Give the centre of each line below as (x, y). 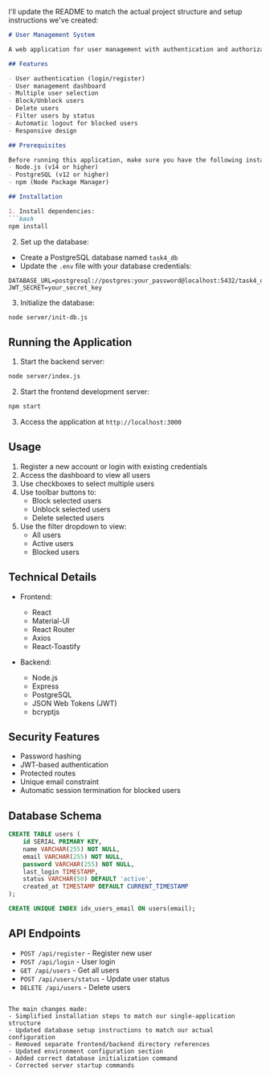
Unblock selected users (71, 509)
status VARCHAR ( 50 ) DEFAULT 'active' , (88, 879)
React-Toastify (56, 646)
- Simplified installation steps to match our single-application (122, 1016)
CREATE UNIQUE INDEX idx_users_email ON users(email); (102, 909)
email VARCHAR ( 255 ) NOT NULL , (74, 857)
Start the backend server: (62, 362)
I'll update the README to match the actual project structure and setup (125, 12)
